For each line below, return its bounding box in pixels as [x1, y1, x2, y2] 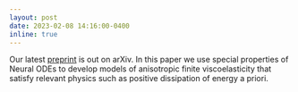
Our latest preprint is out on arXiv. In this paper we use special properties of [9, 54, 289, 65]
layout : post [9, 13, 58, 22]
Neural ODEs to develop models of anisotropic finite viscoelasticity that [9, 63, 272, 74]
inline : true [9, 29, 58, 38]
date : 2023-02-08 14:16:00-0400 [9, 21, 130, 30]
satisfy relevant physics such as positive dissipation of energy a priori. [9, 73, 268, 84]
